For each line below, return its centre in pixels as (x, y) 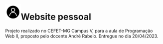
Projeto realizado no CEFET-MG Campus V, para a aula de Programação (79, 30)
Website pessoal (56, 17)
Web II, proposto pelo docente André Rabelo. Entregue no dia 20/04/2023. (82, 36)
